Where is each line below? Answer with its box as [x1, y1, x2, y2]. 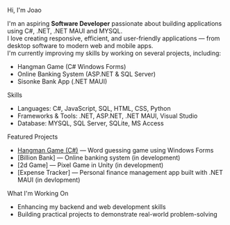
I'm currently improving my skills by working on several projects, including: [7, 49, 221, 57]
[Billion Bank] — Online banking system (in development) [17, 153, 181, 162]
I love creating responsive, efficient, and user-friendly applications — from [7, 34, 220, 42]
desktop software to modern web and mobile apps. [7, 42, 154, 49]
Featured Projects [7, 132, 58, 141]
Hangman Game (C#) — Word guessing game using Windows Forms [17, 146, 214, 154]
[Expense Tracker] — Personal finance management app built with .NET [17, 169, 224, 176]
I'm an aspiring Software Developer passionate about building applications [7, 20, 222, 27]
